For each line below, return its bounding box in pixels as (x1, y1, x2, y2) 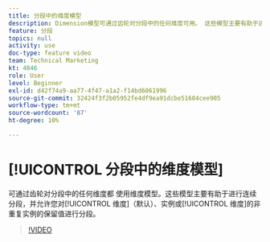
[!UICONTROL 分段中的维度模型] (8, 161, 223, 179)
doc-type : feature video (8, 49, 92, 57)
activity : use (8, 42, 56, 50)
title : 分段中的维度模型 (8, 11, 82, 20)
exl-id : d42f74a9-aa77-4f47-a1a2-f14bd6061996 (8, 86, 167, 95)
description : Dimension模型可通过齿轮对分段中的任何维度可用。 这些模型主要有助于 (8, 19, 259, 27)
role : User (8, 72, 45, 80)
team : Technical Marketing (8, 57, 99, 65)
